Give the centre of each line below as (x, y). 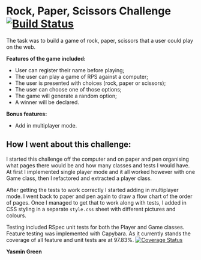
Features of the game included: (46, 58)
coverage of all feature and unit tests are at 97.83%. (70, 240)
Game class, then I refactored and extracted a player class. (79, 178)
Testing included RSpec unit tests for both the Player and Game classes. (95, 227)
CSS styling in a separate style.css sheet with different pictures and (91, 209)
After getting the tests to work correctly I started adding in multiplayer (92, 190)
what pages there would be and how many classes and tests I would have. (98, 165)
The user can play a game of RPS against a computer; (82, 76)
